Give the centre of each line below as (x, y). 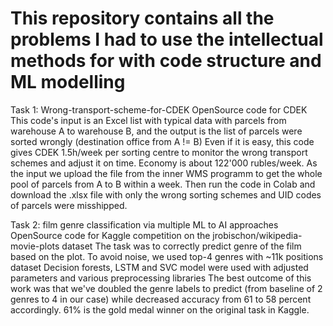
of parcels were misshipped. (69, 205)
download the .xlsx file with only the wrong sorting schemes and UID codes (166, 194)
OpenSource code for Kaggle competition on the (110, 235)
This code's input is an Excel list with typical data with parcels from (148, 120)
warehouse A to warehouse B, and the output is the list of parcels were (156, 131)
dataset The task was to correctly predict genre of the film (181, 246)
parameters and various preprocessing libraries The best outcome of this (161, 278)
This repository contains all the (142, 18)
